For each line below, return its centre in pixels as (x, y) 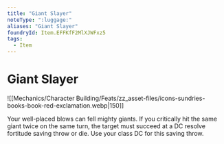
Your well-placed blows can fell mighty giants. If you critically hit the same (112, 119)
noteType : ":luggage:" (40, 20)
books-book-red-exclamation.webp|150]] (66, 105)
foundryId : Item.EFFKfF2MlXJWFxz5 (57, 33)
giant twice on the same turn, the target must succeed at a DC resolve (107, 126)
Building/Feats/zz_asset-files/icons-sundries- (141, 98)
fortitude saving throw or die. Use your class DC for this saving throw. (105, 133)
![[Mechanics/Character (41, 98)
